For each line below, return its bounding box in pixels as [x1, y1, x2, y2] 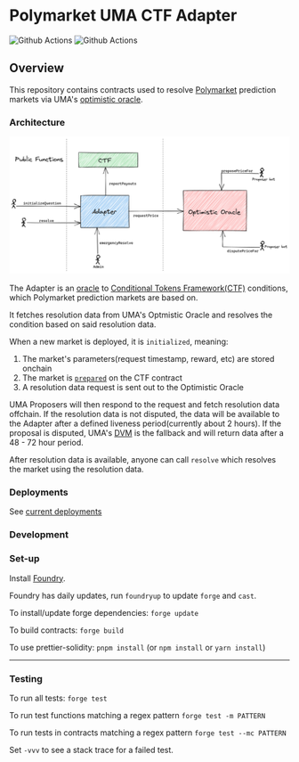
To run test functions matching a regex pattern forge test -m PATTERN [9, 709, 266, 720]
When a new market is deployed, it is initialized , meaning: [9, 336, 229, 348]
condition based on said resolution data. [9, 319, 157, 330]
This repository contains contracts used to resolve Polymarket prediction [9, 84, 277, 94]
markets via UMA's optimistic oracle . [9, 94, 144, 104]
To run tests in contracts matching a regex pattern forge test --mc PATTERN [9, 727, 287, 738]
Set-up [9, 553, 40, 565]
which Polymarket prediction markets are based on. [9, 292, 198, 303]
